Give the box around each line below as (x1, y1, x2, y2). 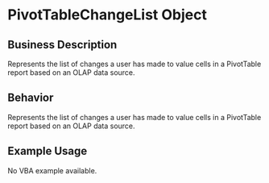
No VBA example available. (7, 165, 97, 175)
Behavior (7, 91, 54, 105)
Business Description (7, 38, 118, 52)
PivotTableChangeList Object (7, 6, 207, 24)
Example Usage (7, 144, 88, 158)
